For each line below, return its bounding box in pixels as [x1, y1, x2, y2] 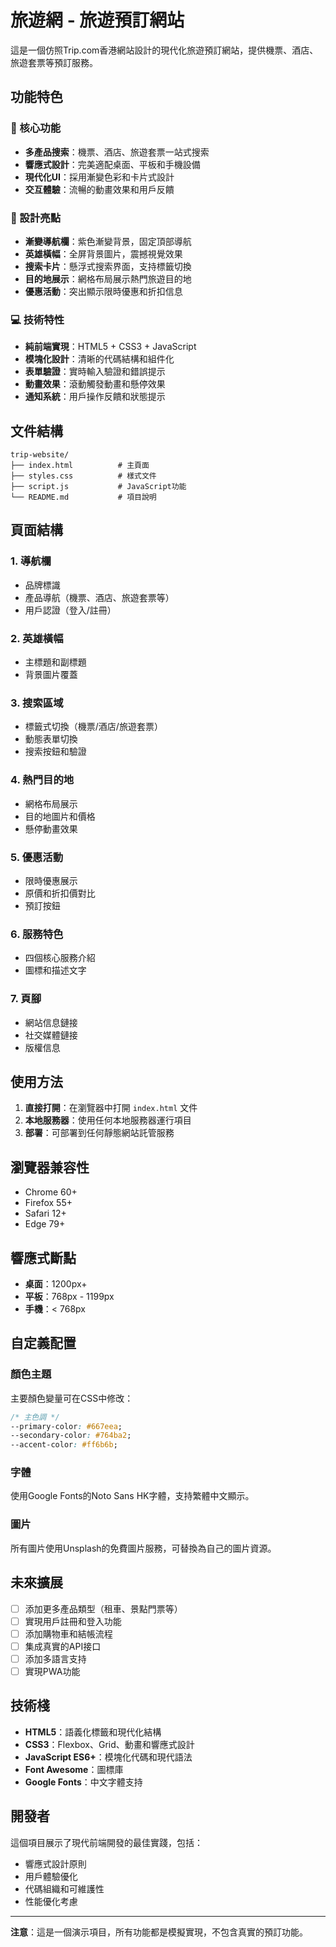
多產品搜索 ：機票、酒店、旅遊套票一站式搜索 [24, 146, 210, 158]
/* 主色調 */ [10, 1412, 60, 1422]
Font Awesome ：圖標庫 [24, 1763, 124, 1775]
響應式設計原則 [24, 1857, 87, 1870]
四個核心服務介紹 [24, 952, 96, 964]
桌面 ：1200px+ [24, 1277, 88, 1290]
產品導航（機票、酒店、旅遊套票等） [24, 591, 175, 603]
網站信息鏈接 [24, 1016, 78, 1028]
